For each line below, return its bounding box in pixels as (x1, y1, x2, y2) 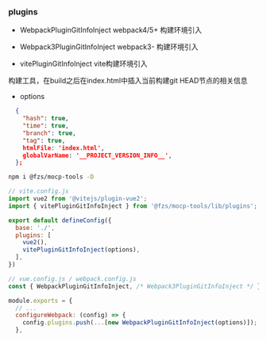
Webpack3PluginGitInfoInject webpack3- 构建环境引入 (19, 42, 199, 52)
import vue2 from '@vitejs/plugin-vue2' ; (8, 195, 148, 203)
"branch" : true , (22, 129, 77, 137)
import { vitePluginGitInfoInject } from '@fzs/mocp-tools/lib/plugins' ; (8, 201, 258, 210)
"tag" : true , (22, 136, 66, 144)
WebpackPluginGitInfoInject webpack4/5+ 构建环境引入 (19, 25, 203, 35)
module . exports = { (8, 297, 73, 305)
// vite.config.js (8, 187, 69, 196)
